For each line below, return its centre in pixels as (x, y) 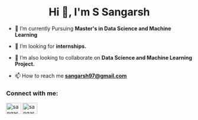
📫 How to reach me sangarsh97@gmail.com (71, 76)
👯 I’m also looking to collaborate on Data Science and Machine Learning (103, 57)
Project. (25, 64)
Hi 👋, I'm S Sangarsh (99, 12)
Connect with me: (32, 93)
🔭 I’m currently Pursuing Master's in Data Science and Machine (93, 28)
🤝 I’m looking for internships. (51, 46)
